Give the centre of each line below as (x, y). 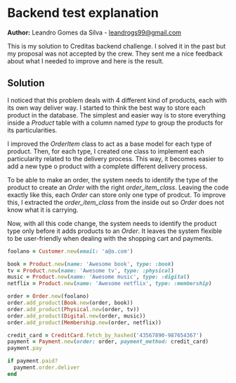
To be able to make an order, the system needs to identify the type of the (113, 180)
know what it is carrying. (43, 210)
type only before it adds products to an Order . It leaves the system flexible (115, 231)
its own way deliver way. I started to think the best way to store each (106, 108)
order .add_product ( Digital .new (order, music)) (77, 316)
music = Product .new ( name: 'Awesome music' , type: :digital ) (99, 277)
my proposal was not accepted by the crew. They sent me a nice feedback (115, 54)
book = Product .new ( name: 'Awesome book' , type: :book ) (91, 264)
